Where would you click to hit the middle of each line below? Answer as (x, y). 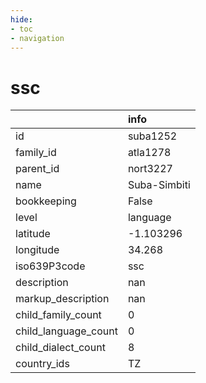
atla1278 (149, 153)
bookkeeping (46, 201)
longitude (37, 250)
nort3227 (150, 169)
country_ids (42, 364)
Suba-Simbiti (159, 185)
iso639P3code (50, 266)
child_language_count (66, 331)
